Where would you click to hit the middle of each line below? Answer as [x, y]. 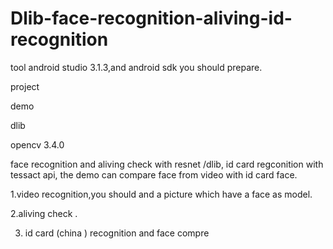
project [25, 86]
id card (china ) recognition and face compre [117, 233]
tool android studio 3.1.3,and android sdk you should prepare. [136, 67]
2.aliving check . [44, 213]
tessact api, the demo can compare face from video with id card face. [154, 174]
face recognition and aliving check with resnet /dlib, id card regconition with [167, 164]
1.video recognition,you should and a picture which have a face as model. [161, 194]
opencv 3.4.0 [37, 144]
